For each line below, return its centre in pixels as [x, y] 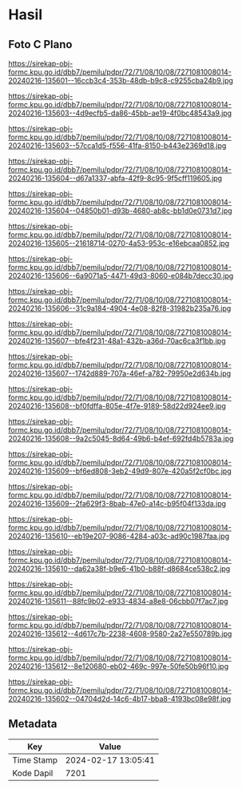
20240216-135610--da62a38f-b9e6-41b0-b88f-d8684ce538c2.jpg [119, 569]
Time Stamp [35, 760]
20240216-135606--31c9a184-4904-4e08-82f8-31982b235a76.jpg [120, 308]
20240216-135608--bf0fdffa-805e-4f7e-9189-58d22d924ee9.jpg [117, 406]
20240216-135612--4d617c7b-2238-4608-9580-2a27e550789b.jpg [120, 634]
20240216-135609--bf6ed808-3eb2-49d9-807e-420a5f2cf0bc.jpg [120, 471]
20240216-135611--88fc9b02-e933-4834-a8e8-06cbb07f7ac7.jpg [119, 601]
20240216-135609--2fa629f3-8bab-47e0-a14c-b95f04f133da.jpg [117, 503]
